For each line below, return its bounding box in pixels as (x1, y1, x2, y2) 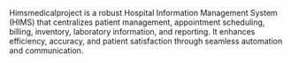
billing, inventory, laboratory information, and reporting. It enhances (9, 27, 256, 36)
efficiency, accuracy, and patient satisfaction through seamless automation (9, 35, 283, 46)
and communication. (9, 45, 84, 56)
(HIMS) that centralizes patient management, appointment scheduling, (9, 17, 265, 28)
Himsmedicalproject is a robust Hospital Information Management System (9, 8, 279, 18)
